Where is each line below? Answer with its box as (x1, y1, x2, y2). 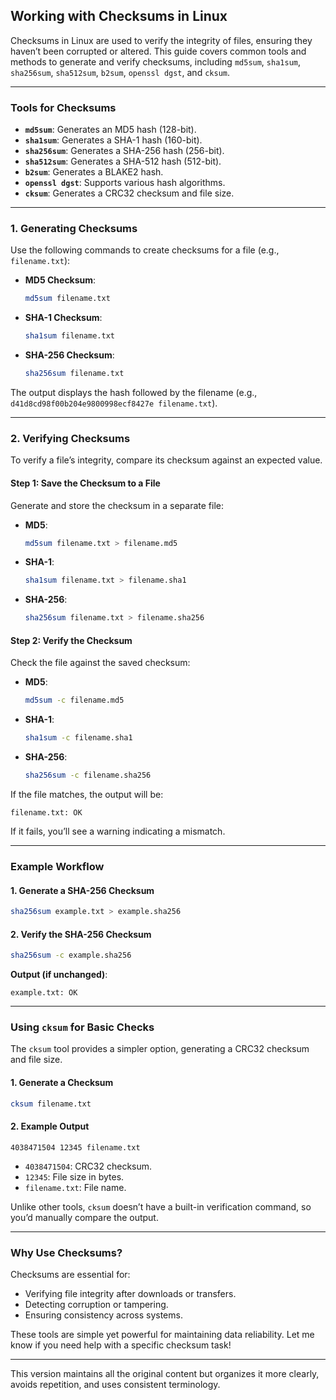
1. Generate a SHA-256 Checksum (10, 884, 155, 896)
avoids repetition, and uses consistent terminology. (10, 1378, 221, 1390)
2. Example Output (10, 1120, 90, 1133)
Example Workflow (10, 859, 105, 873)
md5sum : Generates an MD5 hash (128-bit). (24, 124, 197, 136)
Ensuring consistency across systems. (24, 1309, 183, 1321)
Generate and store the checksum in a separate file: (10, 499, 225, 511)
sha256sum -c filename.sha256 (24, 770, 152, 781)
